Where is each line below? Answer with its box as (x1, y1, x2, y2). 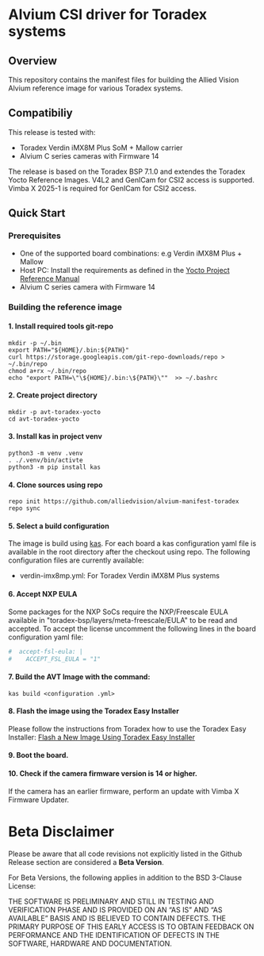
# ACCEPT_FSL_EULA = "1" (8, 655, 101, 663)
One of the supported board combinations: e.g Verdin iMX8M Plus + (19, 248, 243, 258)
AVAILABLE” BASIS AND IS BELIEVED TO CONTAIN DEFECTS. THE (8, 913, 226, 923)
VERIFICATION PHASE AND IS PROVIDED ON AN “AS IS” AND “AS (8, 904, 223, 914)
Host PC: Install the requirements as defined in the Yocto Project (19, 265, 230, 275)
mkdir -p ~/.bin (8, 339, 62, 347)
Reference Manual (19, 274, 80, 283)
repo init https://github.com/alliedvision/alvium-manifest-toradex (8, 497, 239, 505)
